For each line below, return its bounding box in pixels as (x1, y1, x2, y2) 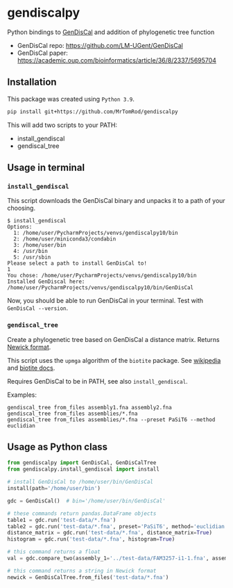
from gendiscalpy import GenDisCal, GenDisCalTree (7, 459, 157, 466)
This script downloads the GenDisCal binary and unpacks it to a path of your (7, 197, 225, 205)
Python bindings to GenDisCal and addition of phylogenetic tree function (7, 28, 215, 36)
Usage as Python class (7, 441, 108, 452)
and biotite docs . (7, 364, 55, 372)
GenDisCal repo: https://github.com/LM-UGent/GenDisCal (17, 41, 184, 49)
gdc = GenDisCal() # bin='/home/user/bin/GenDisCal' (7, 497, 166, 505)
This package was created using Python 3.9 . (7, 95, 135, 103)
